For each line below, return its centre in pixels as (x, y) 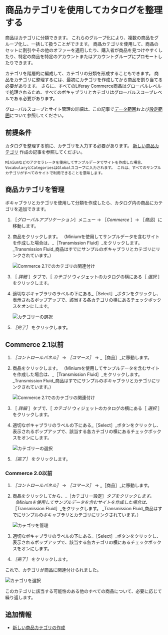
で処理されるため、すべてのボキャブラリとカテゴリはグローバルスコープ (79, 92)
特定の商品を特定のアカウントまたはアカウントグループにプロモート (88, 56)
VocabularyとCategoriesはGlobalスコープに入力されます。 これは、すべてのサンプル (83, 168)
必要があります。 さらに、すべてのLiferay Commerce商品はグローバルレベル (83, 86)
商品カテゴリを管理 (35, 190)
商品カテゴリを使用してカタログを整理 (84, 10)
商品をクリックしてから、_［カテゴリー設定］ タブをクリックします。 (83, 496)
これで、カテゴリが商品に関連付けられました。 (53, 570)
